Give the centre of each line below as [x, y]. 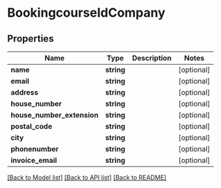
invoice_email [34, 160]
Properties [31, 39]
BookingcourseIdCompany [86, 13]
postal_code [32, 126]
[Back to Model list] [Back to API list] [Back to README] [87, 178]
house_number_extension [55, 115]
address [25, 92]
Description [152, 58]
